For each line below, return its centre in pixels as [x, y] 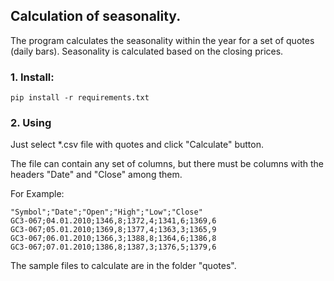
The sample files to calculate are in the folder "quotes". [123, 266]
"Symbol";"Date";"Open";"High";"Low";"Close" [106, 212]
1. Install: [32, 77]
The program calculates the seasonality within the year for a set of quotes [162, 40]
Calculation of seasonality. [96, 16]
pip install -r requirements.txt [80, 98]
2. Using [31, 123]
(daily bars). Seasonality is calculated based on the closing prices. [147, 51]
